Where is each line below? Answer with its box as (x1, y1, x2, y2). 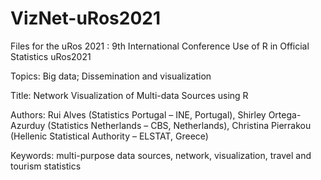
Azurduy (10, 119, 46, 131)
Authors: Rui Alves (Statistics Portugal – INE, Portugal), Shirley (10, 108, 267, 121)
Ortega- (268, 108, 302, 121)
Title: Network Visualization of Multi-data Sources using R (10, 89, 249, 101)
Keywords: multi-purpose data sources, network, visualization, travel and (10, 149, 312, 161)
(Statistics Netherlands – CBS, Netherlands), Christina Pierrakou (47, 119, 312, 131)
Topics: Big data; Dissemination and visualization (10, 70, 212, 82)
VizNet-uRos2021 (10, 7, 161, 30)
